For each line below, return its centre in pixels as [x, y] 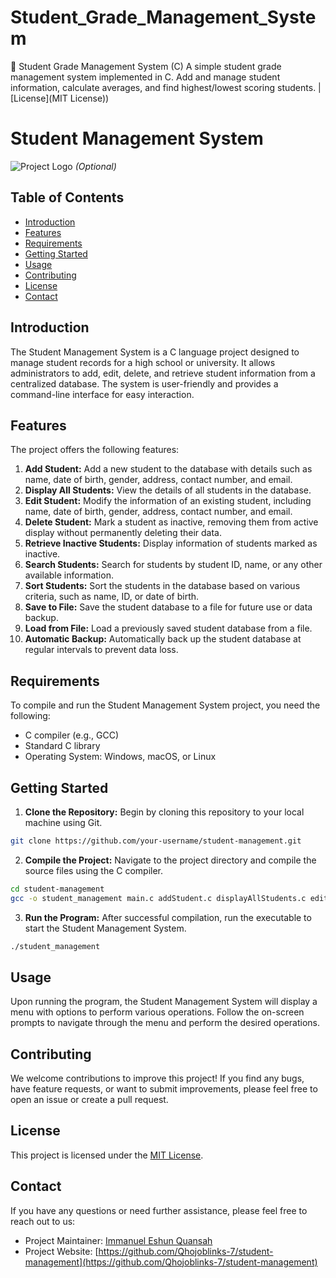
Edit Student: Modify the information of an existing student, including [168, 501]
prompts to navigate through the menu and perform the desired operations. [165, 1023]
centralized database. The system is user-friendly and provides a [144, 383]
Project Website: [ [61, 1251]
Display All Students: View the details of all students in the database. [168, 490]
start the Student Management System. [105, 928]
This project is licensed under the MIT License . [107, 1155]
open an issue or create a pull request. [89, 1100]
